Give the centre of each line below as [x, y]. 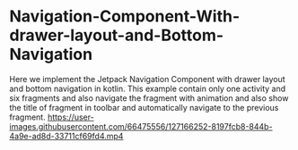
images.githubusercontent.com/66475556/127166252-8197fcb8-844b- [141, 126]
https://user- [71, 117]
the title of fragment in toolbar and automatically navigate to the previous [144, 107]
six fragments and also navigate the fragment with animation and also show [149, 98]
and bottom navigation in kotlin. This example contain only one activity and [148, 88]
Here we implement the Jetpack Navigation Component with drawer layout [147, 79]
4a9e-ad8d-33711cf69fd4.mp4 [66, 136]
